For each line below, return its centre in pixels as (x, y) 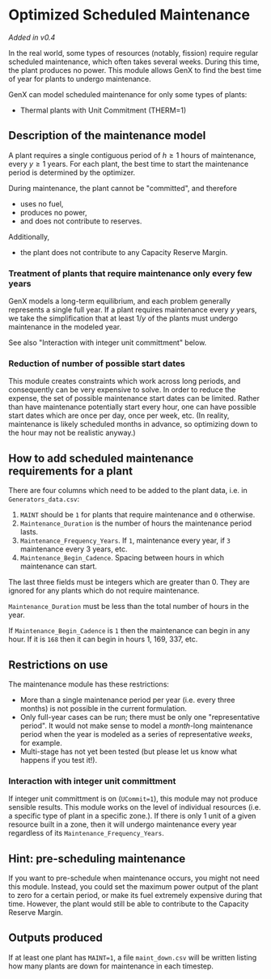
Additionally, (29, 236)
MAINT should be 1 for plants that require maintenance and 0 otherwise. (138, 515)
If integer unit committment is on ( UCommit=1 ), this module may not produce (133, 798)
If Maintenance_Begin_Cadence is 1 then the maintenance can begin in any (129, 631)
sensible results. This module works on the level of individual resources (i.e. (135, 807)
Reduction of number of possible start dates (97, 364)
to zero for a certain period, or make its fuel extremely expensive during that (135, 896)
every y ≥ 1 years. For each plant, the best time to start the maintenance (129, 164)
